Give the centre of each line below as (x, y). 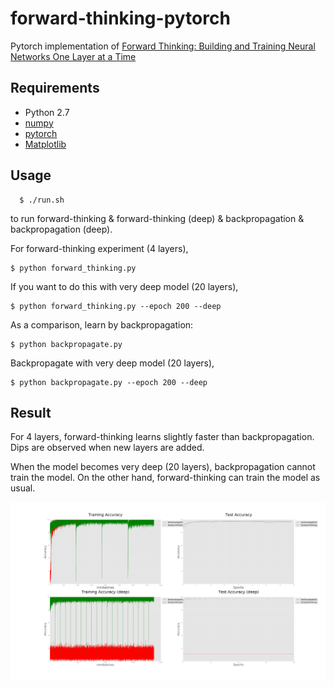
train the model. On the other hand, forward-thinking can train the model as (165, 478)
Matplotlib (45, 144)
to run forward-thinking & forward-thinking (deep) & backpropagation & (157, 218)
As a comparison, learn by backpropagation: (102, 324)
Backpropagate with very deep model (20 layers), (112, 363)
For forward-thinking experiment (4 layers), (99, 248)
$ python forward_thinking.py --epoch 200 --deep (116, 306)
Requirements (55, 88)
